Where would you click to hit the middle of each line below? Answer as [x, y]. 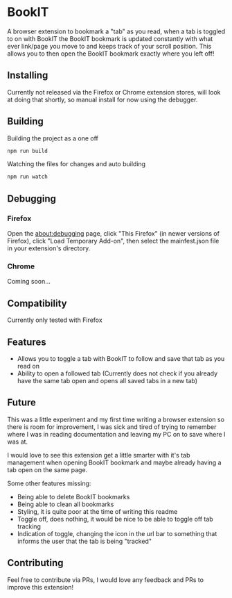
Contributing [35, 563]
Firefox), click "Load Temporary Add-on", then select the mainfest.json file [113, 241]
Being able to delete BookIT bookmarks [73, 496]
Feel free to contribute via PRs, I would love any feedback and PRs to [106, 580]
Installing [28, 75]
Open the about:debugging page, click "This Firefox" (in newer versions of [114, 233]
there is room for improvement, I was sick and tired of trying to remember [112, 427]
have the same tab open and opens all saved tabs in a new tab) [107, 380]
